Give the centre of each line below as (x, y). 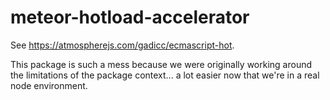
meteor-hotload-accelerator (130, 17)
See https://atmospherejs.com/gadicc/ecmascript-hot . (122, 45)
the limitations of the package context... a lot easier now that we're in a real (165, 75)
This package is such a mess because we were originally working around (161, 64)
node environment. (49, 85)
